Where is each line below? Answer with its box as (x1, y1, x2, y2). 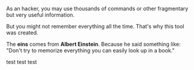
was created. (6, 29, 39, 36)
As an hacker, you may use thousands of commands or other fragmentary (6, 5, 189, 12)
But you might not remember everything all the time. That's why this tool (6, 23, 184, 30)
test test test (6, 59, 37, 65)
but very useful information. (6, 11, 75, 18)
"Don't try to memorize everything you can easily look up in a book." (6, 47, 175, 54)
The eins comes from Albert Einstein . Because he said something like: (6, 41, 181, 47)
